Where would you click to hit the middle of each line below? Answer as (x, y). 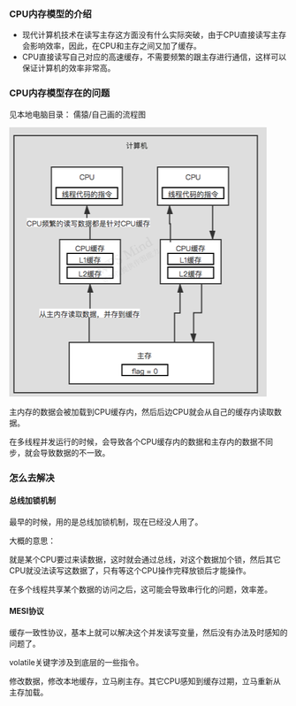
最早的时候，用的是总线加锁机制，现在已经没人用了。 (106, 522)
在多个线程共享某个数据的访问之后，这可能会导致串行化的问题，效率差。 (140, 589)
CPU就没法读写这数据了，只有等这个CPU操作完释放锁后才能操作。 (130, 570)
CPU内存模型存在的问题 (60, 93)
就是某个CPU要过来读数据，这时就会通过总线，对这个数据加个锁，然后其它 (145, 559)
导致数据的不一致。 (75, 452)
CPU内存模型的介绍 (51, 13)
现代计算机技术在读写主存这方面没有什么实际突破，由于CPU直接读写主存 (154, 35)
